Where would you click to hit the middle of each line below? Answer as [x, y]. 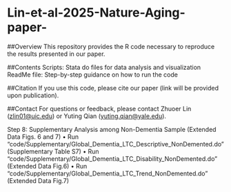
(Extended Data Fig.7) [38, 180]
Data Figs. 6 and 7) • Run [43, 137]
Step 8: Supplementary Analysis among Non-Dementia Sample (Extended [112, 129]
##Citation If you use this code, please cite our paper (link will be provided [113, 88]
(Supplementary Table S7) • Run [53, 151]
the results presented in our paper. [56, 54]
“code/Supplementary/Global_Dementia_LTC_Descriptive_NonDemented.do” [115, 144]
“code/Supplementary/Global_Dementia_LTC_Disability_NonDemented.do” [112, 159]
